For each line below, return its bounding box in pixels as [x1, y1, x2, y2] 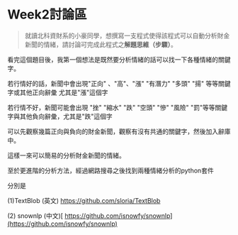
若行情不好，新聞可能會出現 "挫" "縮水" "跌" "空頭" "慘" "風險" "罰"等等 [7, 103, 215, 111]
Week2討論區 [7, 6, 87, 23]
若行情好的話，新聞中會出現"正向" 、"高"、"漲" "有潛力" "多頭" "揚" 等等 [7, 79, 218, 87]
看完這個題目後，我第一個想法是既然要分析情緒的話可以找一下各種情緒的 [7, 55, 218, 64]
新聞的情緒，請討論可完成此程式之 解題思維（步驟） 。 [24, 40, 177, 48]
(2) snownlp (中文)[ [7, 211, 64, 220]
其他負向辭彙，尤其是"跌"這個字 [19, 111, 113, 121]
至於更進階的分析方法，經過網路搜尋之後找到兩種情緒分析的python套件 [7, 166, 214, 175]
